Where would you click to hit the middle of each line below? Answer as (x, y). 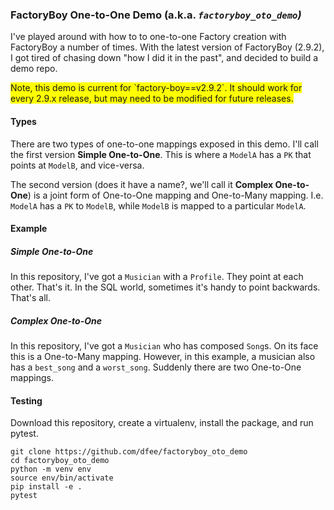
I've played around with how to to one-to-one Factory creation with (148, 37)
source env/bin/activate (62, 478)
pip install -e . (46, 487)
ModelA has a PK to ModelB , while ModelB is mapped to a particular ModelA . (158, 205)
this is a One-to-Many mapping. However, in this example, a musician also (163, 357)
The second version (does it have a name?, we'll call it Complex (142, 184)
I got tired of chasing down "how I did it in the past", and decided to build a (164, 58)
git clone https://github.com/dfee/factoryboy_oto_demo (129, 452)
